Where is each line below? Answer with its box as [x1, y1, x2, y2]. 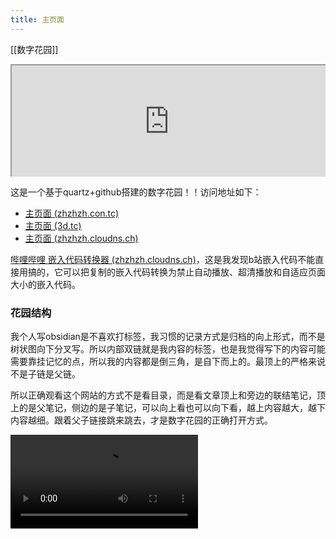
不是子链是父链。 [10, 367, 81, 380]
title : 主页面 [10, 14, 65, 25]
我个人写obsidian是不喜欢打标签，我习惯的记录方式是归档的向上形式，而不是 [10, 330, 326, 342]
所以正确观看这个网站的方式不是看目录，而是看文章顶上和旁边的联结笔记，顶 [10, 389, 326, 401]
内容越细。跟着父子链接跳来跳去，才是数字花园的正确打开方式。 [10, 414, 273, 426]
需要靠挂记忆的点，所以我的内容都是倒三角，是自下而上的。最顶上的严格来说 [10, 355, 326, 367]
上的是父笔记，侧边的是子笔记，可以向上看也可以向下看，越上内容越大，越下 [10, 401, 326, 413]
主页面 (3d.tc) [24, 219, 82, 231]
